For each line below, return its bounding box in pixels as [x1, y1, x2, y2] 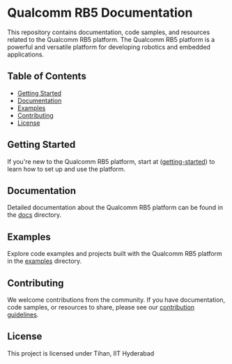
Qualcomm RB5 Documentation [7, 5, 193, 21]
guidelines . [7, 310, 39, 319]
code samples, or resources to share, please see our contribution [7, 303, 195, 311]
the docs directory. [7, 211, 62, 219]
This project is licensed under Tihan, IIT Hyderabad [7, 349, 155, 357]
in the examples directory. [7, 257, 82, 266]
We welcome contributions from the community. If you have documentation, [7, 296, 226, 304]
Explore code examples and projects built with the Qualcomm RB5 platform [7, 250, 223, 258]
